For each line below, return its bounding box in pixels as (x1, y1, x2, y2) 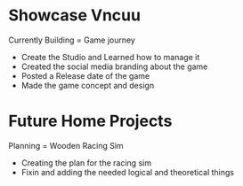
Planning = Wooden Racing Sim (8, 140, 124, 151)
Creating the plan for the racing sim (20, 157, 152, 168)
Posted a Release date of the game (20, 70, 150, 81)
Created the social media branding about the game (20, 61, 208, 72)
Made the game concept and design (20, 80, 155, 90)
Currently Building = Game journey (8, 35, 135, 45)
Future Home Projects (8, 112, 173, 131)
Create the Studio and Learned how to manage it (20, 51, 200, 62)
